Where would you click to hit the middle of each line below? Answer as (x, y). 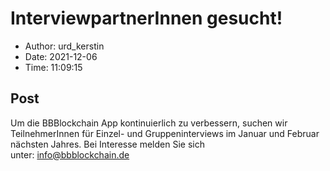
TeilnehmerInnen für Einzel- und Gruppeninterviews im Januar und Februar (165, 133)
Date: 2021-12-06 (61, 56)
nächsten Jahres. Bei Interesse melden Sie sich (107, 144)
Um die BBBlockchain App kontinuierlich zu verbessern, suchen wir (149, 123)
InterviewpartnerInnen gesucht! (146, 18)
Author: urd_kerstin (64, 46)
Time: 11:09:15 (53, 67)
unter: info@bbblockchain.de (70, 154)
